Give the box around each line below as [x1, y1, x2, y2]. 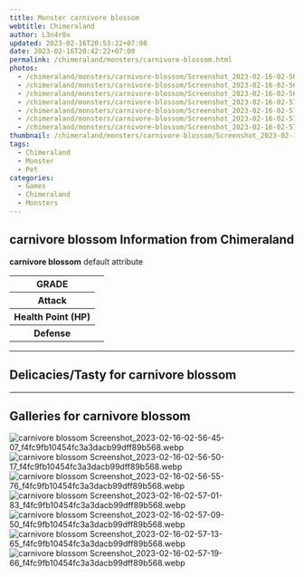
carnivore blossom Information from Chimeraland [9, 232, 295, 247]
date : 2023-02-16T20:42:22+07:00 [9, 47, 136, 56]
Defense [33, 327, 71, 340]
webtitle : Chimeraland [9, 22, 95, 31]
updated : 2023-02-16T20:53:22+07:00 [9, 38, 147, 48]
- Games [17, 182, 47, 191]
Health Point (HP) [14, 310, 90, 322]
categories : [9, 173, 54, 182]
